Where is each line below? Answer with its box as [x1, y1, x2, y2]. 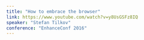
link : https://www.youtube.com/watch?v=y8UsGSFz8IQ [6, 14, 138, 20]
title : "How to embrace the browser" [6, 8, 101, 15]
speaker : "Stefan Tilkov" [6, 19, 71, 25]
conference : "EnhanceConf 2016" [6, 25, 87, 31]
